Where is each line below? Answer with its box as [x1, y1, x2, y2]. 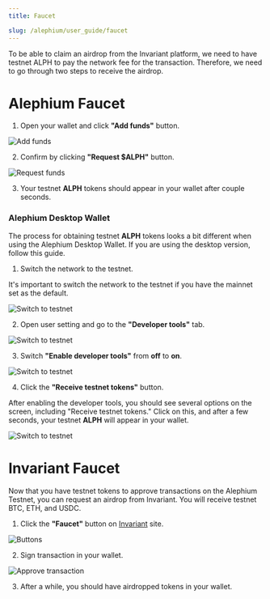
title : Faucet [8, 11, 57, 20]
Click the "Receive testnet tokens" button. [19, 382, 164, 392]
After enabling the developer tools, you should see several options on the [8, 397, 252, 407]
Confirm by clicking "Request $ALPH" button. [19, 152, 175, 162]
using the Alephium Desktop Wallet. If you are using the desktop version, [8, 240, 251, 249]
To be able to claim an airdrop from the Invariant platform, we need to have [8, 49, 257, 58]
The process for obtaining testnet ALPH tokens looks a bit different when [8, 231, 252, 240]
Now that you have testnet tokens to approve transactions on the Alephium [8, 486, 258, 495]
